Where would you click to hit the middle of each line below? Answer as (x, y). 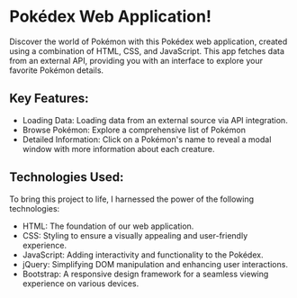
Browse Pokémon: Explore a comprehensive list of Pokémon (134, 130)
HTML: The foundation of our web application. (108, 226)
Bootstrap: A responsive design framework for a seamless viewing (145, 274)
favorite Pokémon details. (57, 70)
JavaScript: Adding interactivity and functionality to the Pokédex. (143, 255)
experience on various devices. (81, 283)
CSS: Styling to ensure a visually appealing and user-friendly (135, 235)
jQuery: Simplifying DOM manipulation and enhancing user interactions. (155, 264)
